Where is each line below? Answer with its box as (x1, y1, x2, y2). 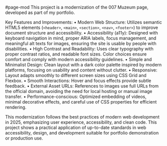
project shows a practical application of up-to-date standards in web (5, 124, 146, 130)
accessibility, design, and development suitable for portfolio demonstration (5, 130, 159, 135)
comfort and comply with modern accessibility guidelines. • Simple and (5, 56, 152, 62)
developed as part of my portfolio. (5, 9, 75, 15)
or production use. (5, 135, 43, 141)
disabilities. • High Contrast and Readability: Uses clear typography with (5, 46, 154, 51)
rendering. (5, 104, 26, 110)
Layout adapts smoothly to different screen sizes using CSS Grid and (5, 72, 147, 78)
